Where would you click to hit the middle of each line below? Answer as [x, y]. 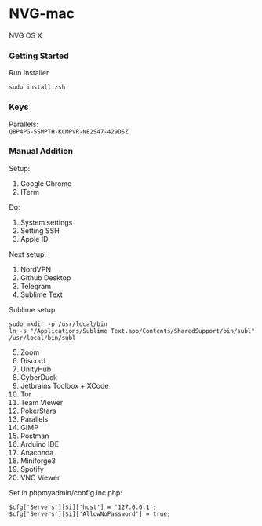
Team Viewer [42, 402]
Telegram [36, 286]
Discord [33, 360]
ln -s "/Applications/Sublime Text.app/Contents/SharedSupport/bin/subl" [132, 331]
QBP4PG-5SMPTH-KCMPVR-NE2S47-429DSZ [69, 131]
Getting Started [39, 56]
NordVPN [36, 269]
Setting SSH [40, 230]
